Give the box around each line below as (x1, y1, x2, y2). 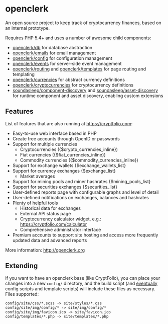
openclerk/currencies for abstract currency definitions (12, 76, 125, 83)
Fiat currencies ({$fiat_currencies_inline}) (20, 151, 106, 157)
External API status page (20, 210, 71, 216)
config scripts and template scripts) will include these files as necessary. (5, 285, 155, 292)
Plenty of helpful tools (12, 200, 58, 206)
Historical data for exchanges (20, 205, 81, 211)
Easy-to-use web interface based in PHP (12, 130, 97, 136)
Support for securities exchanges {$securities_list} (12, 184, 118, 190)
